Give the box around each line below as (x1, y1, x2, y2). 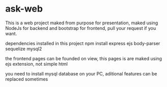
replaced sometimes (5, 76, 48, 82)
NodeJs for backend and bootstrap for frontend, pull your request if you (5, 25, 156, 31)
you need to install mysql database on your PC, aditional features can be (5, 70, 157, 76)
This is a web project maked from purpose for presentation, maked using (5, 20, 158, 26)
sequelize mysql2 (5, 46, 42, 52)
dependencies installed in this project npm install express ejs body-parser (5, 40, 160, 46)
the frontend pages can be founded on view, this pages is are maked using (5, 55, 162, 61)
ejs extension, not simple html (5, 61, 68, 67)
